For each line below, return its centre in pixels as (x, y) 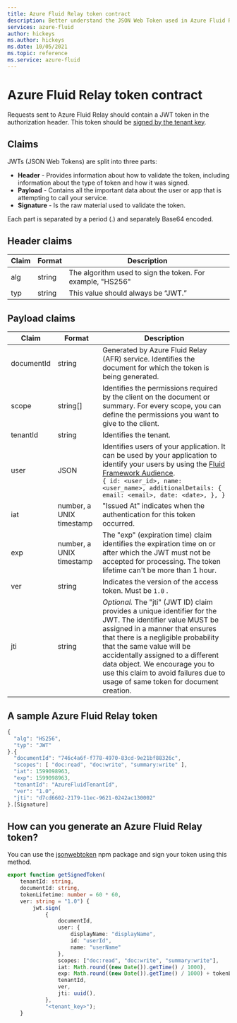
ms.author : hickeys (36, 40)
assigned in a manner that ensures (159, 629)
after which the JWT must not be (157, 553)
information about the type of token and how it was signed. (103, 183)
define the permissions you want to (160, 415)
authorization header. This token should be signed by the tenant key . (107, 122)
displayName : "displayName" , (113, 935)
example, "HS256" (100, 282)
